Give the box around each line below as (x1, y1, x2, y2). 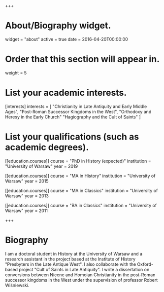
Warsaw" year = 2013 (5, 193, 49, 199)
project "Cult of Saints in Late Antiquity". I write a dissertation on (19, 266, 150, 272)
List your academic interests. (5, 87, 127, 99)
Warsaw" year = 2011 (5, 208, 48, 214)
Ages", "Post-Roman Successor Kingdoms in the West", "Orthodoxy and (5, 109, 152, 114)
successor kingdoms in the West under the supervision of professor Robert (5, 277, 158, 283)
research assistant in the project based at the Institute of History (5, 256, 136, 262)
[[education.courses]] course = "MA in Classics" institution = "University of (5, 187, 158, 193)
